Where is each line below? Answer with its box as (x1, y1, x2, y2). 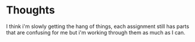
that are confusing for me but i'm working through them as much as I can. (6, 29, 186, 36)
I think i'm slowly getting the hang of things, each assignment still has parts (6, 23, 190, 30)
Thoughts (6, 3, 55, 17)
